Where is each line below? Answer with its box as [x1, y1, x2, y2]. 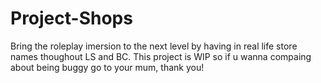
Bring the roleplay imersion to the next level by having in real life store [10, 40, 298, 52]
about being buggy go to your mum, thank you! [10, 61, 205, 73]
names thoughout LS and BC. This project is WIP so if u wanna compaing [10, 50, 312, 62]
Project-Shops [10, 7, 133, 30]
